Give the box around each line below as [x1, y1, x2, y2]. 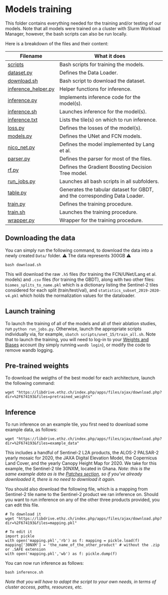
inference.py [7, 96, 37, 104]
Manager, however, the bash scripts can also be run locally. [5, 31, 127, 37]
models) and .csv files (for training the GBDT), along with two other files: [5, 276, 155, 282]
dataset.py [7, 69, 32, 76]
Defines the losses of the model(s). [59, 124, 142, 131]
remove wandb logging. [5, 347, 54, 353]
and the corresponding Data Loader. [59, 192, 145, 199]
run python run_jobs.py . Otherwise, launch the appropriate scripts [5, 326, 141, 332]
